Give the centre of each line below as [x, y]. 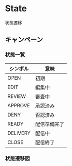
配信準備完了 [50, 124]
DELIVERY [19, 133]
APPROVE [19, 105]
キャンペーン [24, 40]
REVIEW [17, 96]
